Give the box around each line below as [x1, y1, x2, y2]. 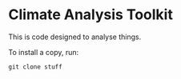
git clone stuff [8, 62, 62, 71]
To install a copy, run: [8, 47, 79, 57]
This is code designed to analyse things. [8, 32, 142, 41]
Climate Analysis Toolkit [8, 6, 174, 24]
